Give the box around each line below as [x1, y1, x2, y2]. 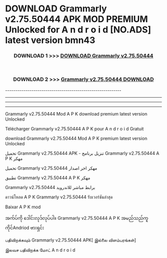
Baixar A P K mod [5, 204, 41, 210]
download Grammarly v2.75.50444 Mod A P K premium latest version [5, 135, 148, 141]
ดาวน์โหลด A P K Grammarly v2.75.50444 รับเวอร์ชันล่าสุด [5, 194, 113, 200]
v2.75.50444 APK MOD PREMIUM [5, 13, 148, 25]
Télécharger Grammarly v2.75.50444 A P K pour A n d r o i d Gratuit [5, 126, 144, 131]
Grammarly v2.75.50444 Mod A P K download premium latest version [5, 111, 148, 117]
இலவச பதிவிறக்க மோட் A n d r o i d [5, 247, 76, 253]
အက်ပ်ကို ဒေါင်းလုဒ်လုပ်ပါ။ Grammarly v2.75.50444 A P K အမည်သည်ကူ [5, 215, 149, 221]
